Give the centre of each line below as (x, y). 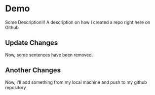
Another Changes (33, 70)
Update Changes (32, 43)
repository (16, 87)
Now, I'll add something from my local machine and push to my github (76, 82)
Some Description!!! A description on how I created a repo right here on (78, 22)
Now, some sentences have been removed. (49, 55)
